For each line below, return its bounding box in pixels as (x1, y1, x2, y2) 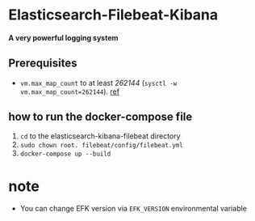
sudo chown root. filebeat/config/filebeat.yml (19, 142, 183, 150)
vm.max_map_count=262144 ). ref (19, 87, 119, 96)
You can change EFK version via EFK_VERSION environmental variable (19, 204, 248, 214)
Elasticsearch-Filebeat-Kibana (8, 6, 219, 24)
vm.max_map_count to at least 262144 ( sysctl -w (19, 78, 178, 87)
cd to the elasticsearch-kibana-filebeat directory (19, 131, 181, 141)
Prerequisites (8, 57, 77, 70)
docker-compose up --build (19, 150, 111, 159)
